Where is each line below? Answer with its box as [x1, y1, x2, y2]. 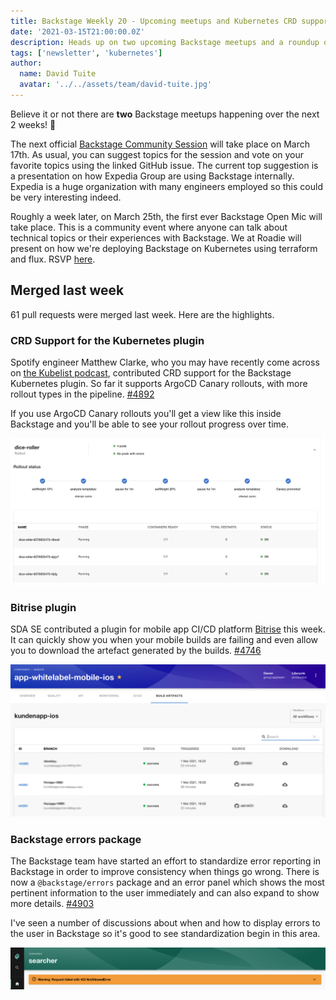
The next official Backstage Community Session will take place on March [10, 138, 311, 150]
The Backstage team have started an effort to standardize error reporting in [10, 855, 322, 867]
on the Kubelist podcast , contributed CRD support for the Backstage [10, 366, 292, 379]
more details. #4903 [10, 898, 95, 910]
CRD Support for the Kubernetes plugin [10, 333, 205, 347]
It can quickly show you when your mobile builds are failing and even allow [10, 634, 319, 646]
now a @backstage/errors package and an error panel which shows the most [10, 876, 325, 889]
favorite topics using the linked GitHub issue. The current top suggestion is [10, 159, 319, 171]
